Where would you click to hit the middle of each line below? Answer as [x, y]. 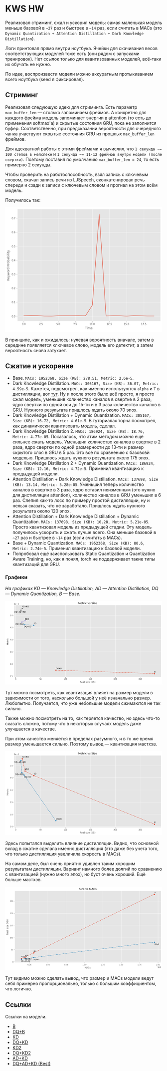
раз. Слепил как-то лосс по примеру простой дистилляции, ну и [81, 500]
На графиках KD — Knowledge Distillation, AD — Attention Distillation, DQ [82, 588]
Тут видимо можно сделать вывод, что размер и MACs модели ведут [80, 978]
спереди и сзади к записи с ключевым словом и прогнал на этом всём [82, 185]
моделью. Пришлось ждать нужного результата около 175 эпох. [81, 458]
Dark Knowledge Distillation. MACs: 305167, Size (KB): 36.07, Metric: [85, 383]
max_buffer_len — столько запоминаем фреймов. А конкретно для [76, 112]
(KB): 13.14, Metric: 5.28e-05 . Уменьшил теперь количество [78, 484]
